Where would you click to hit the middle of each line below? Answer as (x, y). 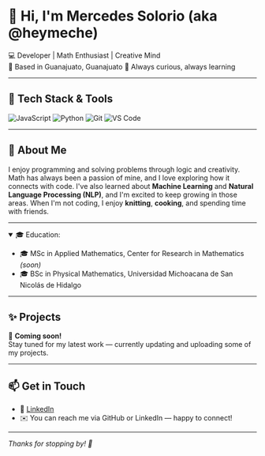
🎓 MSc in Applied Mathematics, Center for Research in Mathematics (132, 253)
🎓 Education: (38, 234)
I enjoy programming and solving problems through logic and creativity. (124, 169)
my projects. (28, 353)
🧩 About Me (37, 151)
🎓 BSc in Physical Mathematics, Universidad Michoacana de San (126, 273)
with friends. (29, 211)
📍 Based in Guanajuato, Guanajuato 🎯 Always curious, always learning (122, 66)
